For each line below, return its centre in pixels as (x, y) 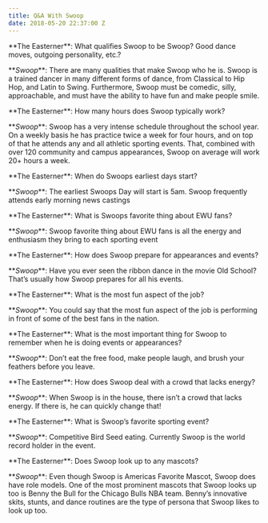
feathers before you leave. (52, 366)
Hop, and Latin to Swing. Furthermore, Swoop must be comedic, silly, (122, 87)
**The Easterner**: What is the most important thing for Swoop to (118, 333)
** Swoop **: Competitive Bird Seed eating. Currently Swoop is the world (127, 437)
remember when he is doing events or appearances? (95, 342)
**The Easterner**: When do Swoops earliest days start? (103, 176)
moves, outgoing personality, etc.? (65, 54)
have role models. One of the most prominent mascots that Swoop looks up (133, 485)
